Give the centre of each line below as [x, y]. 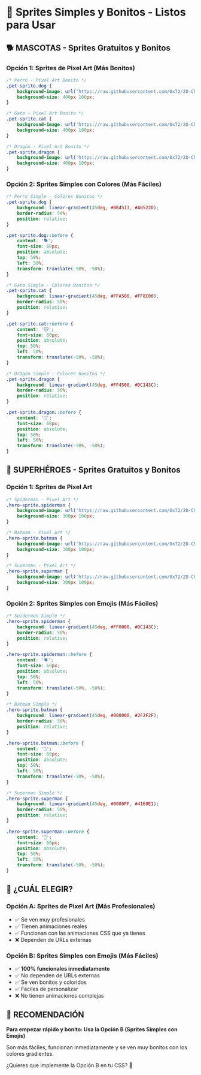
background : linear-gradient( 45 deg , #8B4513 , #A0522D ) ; [88, 208]
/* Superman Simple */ [34, 793]
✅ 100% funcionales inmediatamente [62, 968]
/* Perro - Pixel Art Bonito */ [46, 80]
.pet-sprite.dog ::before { [40, 235]
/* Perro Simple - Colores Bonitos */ [54, 197]
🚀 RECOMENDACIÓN [45, 1015]
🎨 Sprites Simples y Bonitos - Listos [96, 12]
